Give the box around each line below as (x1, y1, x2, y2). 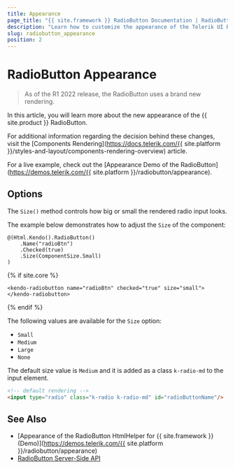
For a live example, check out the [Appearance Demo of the (7, 161, 180, 169)
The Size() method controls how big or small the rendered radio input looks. (7, 206, 227, 215)
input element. (7, 374, 49, 382)
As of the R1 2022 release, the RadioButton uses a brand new (24, 90, 201, 98)
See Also (7, 414, 47, 425)
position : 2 (7, 37, 42, 44)
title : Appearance (7, 10, 61, 18)
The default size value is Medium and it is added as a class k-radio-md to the (7, 366, 224, 374)
